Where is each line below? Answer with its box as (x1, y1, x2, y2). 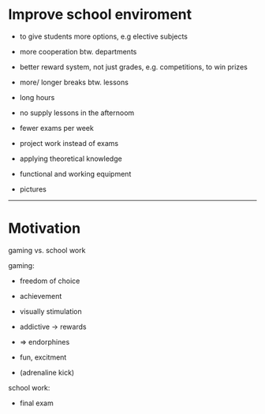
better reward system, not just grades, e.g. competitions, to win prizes (19, 62, 248, 72)
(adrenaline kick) (19, 367, 75, 377)
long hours (19, 92, 55, 102)
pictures (19, 184, 47, 194)
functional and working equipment (19, 169, 132, 178)
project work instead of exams (19, 138, 119, 147)
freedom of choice (19, 276, 80, 285)
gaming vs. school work (8, 245, 86, 255)
